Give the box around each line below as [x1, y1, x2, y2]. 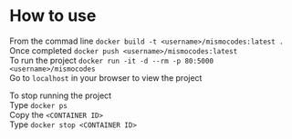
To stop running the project [9, 90, 112, 101]
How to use [9, 5, 97, 26]
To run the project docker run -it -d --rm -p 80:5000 [9, 55, 214, 65]
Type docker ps [9, 99, 68, 110]
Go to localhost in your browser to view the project [9, 72, 203, 83]
